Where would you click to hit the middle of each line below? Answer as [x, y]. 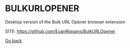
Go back [14, 40]
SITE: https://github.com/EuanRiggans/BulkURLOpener [60, 31]
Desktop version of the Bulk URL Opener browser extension [65, 22]
